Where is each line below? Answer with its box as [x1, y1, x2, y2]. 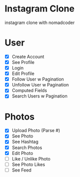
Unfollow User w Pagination [11, 82, 69, 88]
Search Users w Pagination [11, 93, 68, 99]
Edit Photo [11, 150, 33, 156]
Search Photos [11, 144, 43, 150]
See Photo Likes [11, 161, 45, 167]
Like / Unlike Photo [11, 155, 51, 161]
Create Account [11, 53, 44, 59]
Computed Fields [11, 87, 47, 93]
